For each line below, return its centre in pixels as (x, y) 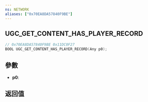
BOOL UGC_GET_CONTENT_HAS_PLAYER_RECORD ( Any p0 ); (56, 49)
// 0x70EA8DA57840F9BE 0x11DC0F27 (40, 45)
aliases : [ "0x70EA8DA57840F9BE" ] (39, 14)
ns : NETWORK (17, 9)
